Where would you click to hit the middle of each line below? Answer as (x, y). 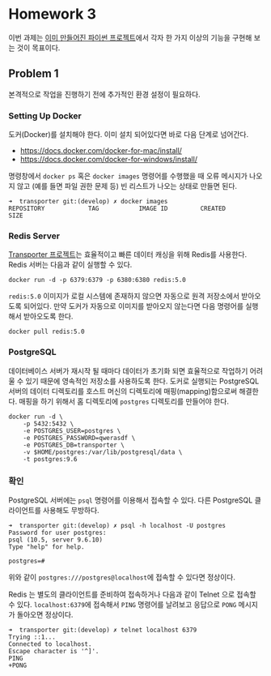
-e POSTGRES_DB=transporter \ (74, 445)
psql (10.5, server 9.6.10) (56, 540)
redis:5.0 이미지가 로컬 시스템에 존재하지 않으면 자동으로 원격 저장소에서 (124, 296)
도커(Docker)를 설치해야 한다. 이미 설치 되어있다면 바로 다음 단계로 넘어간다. (129, 135)
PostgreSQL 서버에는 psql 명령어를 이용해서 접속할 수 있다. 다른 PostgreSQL (131, 500)
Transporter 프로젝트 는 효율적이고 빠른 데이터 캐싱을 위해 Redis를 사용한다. (128, 255)
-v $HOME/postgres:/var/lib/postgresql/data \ (103, 452)
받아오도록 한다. (48, 316)
